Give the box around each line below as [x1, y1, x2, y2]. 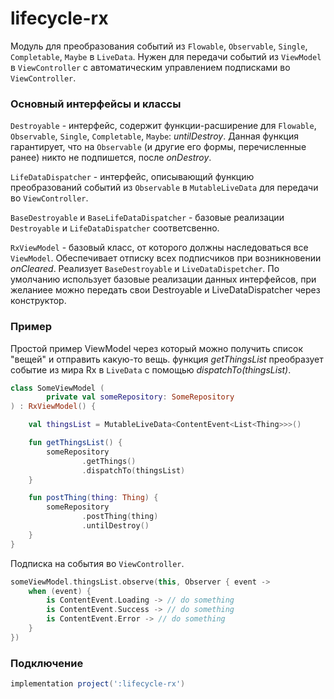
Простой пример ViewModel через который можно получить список [10, 342, 304, 354]
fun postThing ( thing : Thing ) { [28, 493, 159, 503]
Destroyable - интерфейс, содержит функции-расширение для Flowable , [10, 120, 317, 132]
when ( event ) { [28, 586, 92, 596]
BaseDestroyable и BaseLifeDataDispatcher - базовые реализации [10, 212, 285, 224]
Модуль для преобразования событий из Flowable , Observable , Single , [10, 40, 308, 52]
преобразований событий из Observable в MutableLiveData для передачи [10, 182, 319, 194]
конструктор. [10, 295, 67, 307]
